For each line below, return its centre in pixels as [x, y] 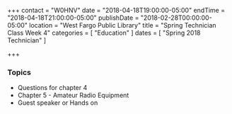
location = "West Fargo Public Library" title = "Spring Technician [123, 25]
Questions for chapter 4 [52, 88]
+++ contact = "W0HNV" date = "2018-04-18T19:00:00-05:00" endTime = [116, 10]
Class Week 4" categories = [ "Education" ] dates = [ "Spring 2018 [104, 33]
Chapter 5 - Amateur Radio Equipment [73, 96]
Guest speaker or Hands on [58, 103]
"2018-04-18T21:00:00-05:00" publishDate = [73, 18]
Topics [19, 72]
